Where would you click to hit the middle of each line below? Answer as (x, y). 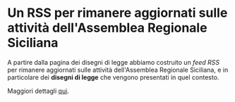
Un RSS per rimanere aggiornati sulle (117, 13)
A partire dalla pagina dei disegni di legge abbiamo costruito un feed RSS (114, 62)
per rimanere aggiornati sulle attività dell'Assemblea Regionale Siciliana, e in (118, 70)
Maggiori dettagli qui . (38, 91)
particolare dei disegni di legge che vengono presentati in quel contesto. (113, 77)
